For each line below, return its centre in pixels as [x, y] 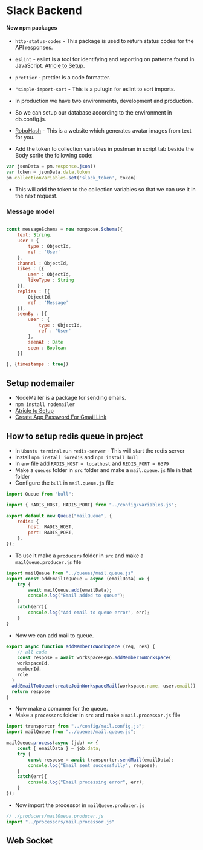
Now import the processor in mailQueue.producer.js [80, 805]
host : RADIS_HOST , [51, 527]
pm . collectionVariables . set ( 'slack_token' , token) [71, 178]
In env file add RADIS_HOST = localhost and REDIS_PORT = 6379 [92, 463]
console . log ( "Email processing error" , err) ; [86, 782]
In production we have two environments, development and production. [104, 101]
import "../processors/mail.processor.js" [60, 822]
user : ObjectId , [50, 274]
